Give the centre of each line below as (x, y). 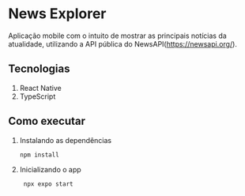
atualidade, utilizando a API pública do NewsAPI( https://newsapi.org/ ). (122, 43)
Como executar (47, 121)
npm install (39, 155)
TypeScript (38, 96)
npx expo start (48, 184)
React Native (40, 88)
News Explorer (57, 14)
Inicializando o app (50, 170)
